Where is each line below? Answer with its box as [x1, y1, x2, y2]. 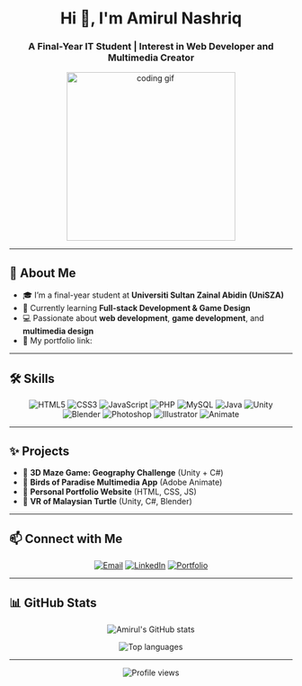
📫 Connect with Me [9, 531, 123, 547]
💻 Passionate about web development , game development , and [22, 313, 265, 324]
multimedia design [22, 325, 94, 336]
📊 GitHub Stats [9, 595, 97, 610]
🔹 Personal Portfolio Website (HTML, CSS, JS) [22, 486, 198, 497]
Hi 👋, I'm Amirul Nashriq [59, 8, 243, 29]
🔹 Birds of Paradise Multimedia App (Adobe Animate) [22, 477, 223, 487]
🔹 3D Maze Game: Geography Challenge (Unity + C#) [22, 467, 224, 477]
